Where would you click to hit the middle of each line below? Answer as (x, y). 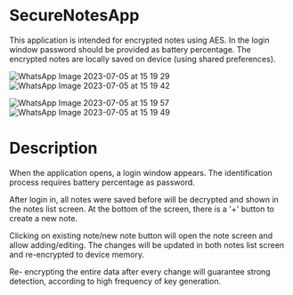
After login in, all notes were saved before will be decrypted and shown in (144, 199)
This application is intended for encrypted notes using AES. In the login (139, 40)
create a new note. (44, 218)
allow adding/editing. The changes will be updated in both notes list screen (147, 244)
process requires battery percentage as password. (102, 182)
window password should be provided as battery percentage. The (130, 49)
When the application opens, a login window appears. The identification (141, 172)
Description (53, 148)
